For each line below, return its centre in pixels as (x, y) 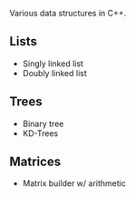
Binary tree (43, 123)
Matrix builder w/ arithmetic (74, 183)
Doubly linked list (55, 73)
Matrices (35, 162)
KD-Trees (40, 133)
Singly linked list (53, 64)
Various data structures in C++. (68, 13)
